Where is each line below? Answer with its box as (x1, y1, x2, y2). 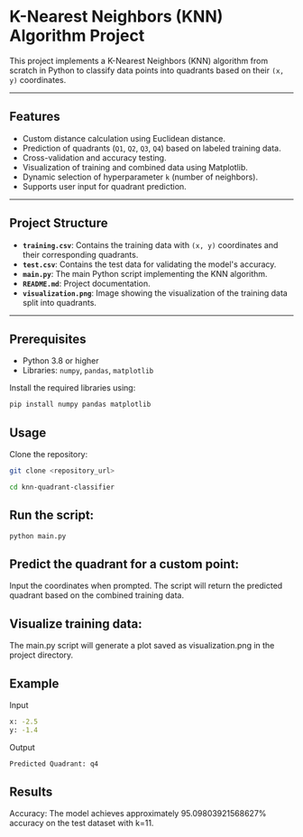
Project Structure (9, 216, 108, 231)
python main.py (9, 531, 67, 540)
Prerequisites (9, 331, 87, 346)
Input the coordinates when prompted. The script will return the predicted (9, 580, 283, 592)
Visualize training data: (9, 616, 142, 631)
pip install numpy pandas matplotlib (9, 400, 151, 409)
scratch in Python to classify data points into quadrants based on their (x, (9, 65, 284, 76)
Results (9, 784, 53, 799)
